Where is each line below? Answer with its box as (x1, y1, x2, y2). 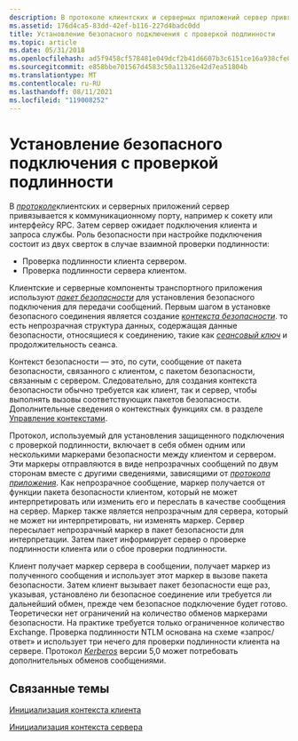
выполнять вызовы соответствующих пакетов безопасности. (9, 394, 242, 405)
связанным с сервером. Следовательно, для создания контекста (9, 375, 257, 386)
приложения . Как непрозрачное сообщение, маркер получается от (9, 477, 266, 489)
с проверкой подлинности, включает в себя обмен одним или (9, 440, 246, 450)
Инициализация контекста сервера (9, 721, 144, 733)
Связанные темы (9, 681, 110, 696)
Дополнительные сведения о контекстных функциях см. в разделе (9, 403, 263, 414)
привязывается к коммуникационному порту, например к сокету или (9, 211, 273, 221)
